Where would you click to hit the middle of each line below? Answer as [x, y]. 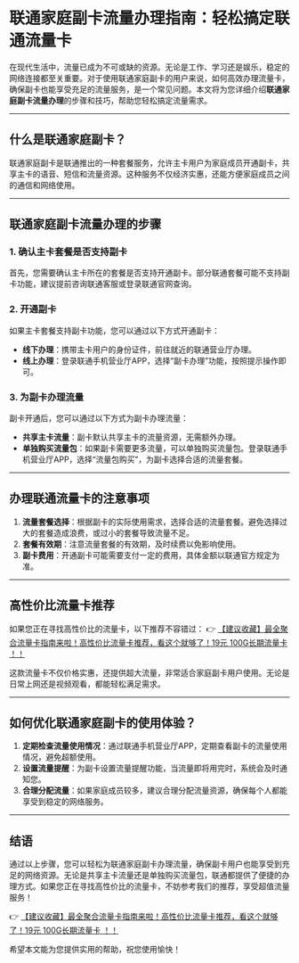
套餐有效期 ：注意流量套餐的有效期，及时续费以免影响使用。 [131, 544]
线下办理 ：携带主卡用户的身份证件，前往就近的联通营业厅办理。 [139, 350]
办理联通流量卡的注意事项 [79, 499]
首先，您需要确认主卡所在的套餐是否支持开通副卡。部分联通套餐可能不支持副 [149, 273]
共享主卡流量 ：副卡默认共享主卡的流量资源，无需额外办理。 [131, 437]
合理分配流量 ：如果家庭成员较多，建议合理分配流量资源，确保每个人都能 [154, 791]
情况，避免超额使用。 [61, 757]
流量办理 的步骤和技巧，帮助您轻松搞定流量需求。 [122, 100]
